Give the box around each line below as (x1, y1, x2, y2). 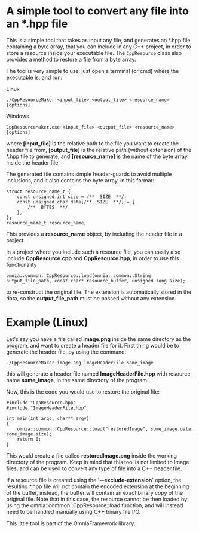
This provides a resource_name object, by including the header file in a (6, 230, 182, 237)
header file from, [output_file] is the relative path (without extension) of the (6, 146, 192, 153)
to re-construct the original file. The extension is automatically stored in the (6, 288, 192, 296)
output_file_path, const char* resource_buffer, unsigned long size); (6, 278, 186, 284)
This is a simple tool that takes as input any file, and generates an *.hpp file (6, 36, 191, 44)
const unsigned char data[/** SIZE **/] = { (17, 199, 135, 205)
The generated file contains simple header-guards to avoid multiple (6, 170, 172, 178)
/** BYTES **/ (27, 204, 68, 210)
